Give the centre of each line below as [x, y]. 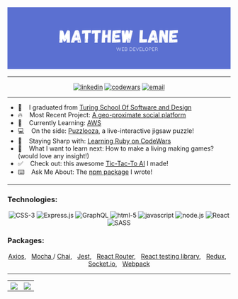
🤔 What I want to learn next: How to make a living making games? [115, 148]
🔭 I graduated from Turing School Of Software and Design [104, 107]
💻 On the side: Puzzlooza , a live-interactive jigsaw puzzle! [106, 131]
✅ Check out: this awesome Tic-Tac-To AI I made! [93, 164]
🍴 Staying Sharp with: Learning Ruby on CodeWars [94, 141]
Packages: [26, 241]
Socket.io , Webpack [119, 264]
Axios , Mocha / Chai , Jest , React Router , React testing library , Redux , [117, 256]
